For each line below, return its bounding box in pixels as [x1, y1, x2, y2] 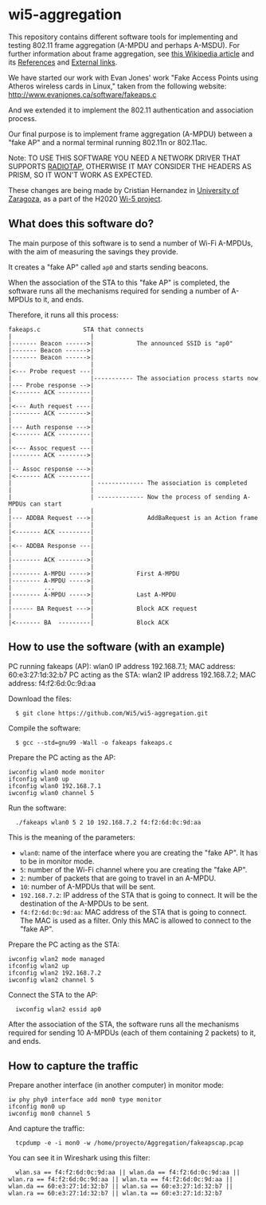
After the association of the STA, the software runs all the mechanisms [8, 1019, 240, 1029]
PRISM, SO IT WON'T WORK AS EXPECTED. [8, 170, 153, 179]
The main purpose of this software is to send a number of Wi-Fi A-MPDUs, [8, 238, 253, 248]
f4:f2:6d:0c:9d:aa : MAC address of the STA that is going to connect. [19, 907, 247, 916]
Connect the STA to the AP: [8, 990, 98, 999]
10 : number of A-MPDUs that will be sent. [19, 881, 156, 891]
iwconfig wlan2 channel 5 [8, 975, 94, 984]
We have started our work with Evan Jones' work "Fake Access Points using [8, 73, 259, 82]
